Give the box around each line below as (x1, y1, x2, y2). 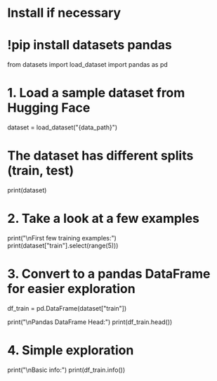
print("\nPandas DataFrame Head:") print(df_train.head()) (7, 318, 173, 326)
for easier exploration (7, 281, 136, 297)
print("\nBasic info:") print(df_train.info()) (7, 366, 125, 374)
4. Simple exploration (7, 342, 134, 359)
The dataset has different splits (7, 148, 194, 164)
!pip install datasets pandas (7, 37, 172, 53)
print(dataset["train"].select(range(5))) (7, 241, 119, 250)
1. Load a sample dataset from (7, 85, 185, 101)
